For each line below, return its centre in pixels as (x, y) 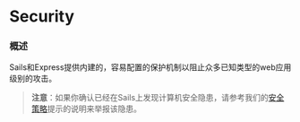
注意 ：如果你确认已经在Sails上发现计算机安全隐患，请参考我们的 (150, 98)
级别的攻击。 (33, 79)
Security (42, 17)
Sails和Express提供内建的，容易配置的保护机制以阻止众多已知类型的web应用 (150, 67)
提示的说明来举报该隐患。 (94, 109)
